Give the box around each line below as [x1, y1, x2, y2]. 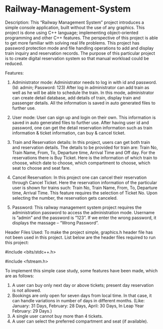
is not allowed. [12, 287, 41, 293]
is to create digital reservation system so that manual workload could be [5, 55, 149, 61]
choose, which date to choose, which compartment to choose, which [12, 160, 150, 166]
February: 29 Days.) [12, 308, 52, 313]
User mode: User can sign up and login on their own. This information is [12, 114, 156, 120]
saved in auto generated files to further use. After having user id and [12, 120, 149, 125]
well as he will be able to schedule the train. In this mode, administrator [12, 90, 154, 95]
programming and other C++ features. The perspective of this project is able [5, 35, 158, 41]
